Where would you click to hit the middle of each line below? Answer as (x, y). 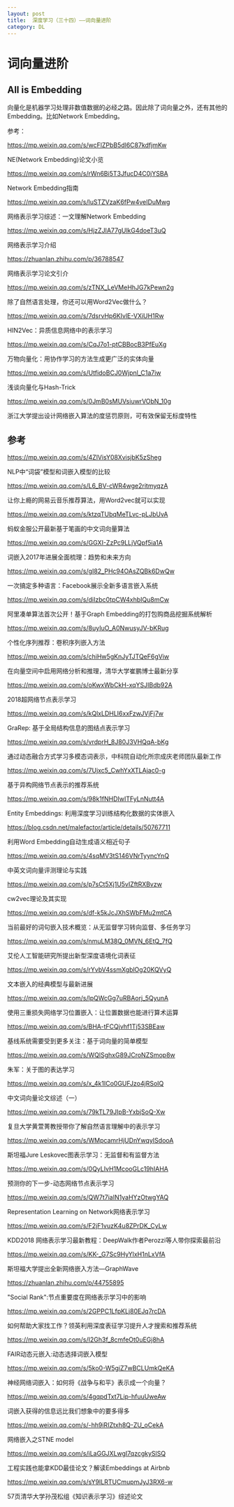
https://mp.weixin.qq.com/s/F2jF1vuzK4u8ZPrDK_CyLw (87, 1226)
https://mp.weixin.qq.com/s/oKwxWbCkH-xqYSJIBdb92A (90, 685)
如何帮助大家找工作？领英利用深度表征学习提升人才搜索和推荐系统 (102, 1326)
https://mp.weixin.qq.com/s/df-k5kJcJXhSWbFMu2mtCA (90, 913)
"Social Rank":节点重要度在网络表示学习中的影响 (77, 1298)
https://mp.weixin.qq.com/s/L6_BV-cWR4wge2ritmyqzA (88, 486)
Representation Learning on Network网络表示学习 (79, 1212)
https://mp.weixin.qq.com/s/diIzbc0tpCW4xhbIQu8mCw (88, 600)
